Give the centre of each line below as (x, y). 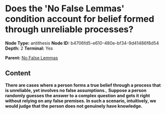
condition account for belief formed (80, 19)
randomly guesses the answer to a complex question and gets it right (78, 95)
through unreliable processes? (69, 29)
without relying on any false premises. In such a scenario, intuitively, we (81, 101)
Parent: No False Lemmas (32, 57)
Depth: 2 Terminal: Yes (29, 48)
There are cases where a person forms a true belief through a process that (83, 85)
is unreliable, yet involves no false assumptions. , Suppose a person (76, 90)
